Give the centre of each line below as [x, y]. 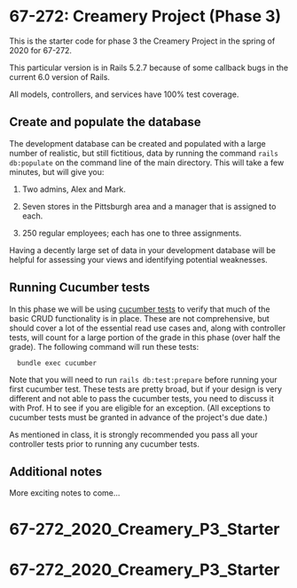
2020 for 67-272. [41, 50]
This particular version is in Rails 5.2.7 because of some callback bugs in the [149, 68]
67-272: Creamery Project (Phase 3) [145, 16]
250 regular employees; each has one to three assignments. [132, 233]
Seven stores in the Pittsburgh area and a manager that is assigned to [149, 206]
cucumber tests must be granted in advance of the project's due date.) [139, 417]
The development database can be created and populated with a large [137, 143]
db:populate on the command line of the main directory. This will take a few [147, 163]
